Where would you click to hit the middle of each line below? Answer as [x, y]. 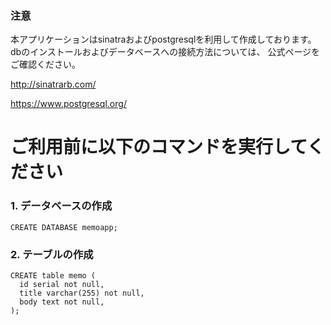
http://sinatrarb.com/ [53, 84]
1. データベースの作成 [61, 206]
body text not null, [62, 302]
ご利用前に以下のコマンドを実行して [159, 147]
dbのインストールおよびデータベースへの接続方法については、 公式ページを [165, 52]
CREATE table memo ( [53, 276]
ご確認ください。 [45, 64]
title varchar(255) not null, [82, 293]
